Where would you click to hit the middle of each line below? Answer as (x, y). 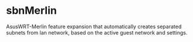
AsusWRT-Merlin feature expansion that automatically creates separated (94, 26)
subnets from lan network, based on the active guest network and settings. (97, 32)
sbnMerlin (31, 11)
